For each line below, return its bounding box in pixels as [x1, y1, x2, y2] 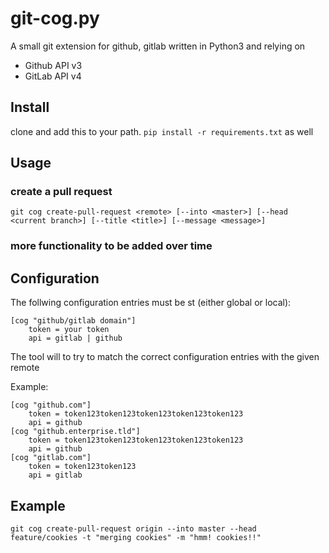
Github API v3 [24, 59, 83, 71]
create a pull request [10, 185, 113, 199]
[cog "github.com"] [10, 400, 92, 411]
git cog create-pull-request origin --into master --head [10, 523, 257, 534]
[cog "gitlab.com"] [10, 453, 92, 463]
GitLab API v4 [24, 70, 82, 82]
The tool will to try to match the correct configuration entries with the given [10, 351, 320, 363]
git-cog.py [10, 7, 100, 30]
